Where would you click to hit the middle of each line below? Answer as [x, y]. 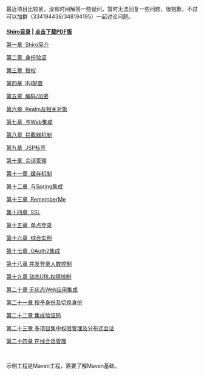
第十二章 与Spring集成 [35, 186]
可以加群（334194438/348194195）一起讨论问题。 [70, 16]
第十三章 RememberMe [36, 199]
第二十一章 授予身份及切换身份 [44, 302]
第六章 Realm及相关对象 [37, 109]
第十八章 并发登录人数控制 [39, 263]
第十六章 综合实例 [29, 238]
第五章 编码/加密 [27, 96]
